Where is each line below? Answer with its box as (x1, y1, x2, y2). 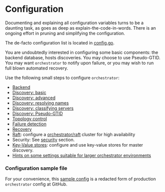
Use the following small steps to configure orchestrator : (5, 75, 120, 80)
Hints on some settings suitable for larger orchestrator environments (12, 152, 151, 158)
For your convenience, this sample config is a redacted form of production (5, 176, 156, 182)
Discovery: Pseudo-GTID (12, 110, 63, 116)
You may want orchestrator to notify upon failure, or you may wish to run (5, 60, 154, 66)
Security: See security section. (12, 137, 75, 143)
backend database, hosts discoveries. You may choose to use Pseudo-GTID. (5, 54, 161, 60)
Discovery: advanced (12, 95, 56, 101)
